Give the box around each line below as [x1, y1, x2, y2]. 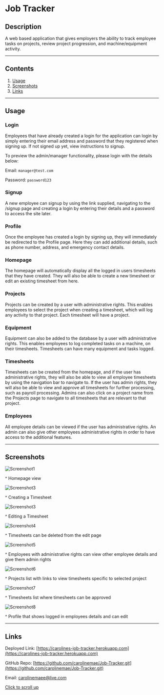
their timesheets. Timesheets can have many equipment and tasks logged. [5, 346, 155, 351]
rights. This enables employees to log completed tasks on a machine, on [5, 340, 151, 346]
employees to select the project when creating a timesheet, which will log [5, 307, 153, 313]
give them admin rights [5, 557, 51, 563]
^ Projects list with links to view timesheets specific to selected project [5, 575, 147, 581]
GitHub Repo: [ [5, 660, 35, 666]
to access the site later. [5, 210, 52, 216]
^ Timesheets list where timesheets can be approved [5, 595, 111, 600]
